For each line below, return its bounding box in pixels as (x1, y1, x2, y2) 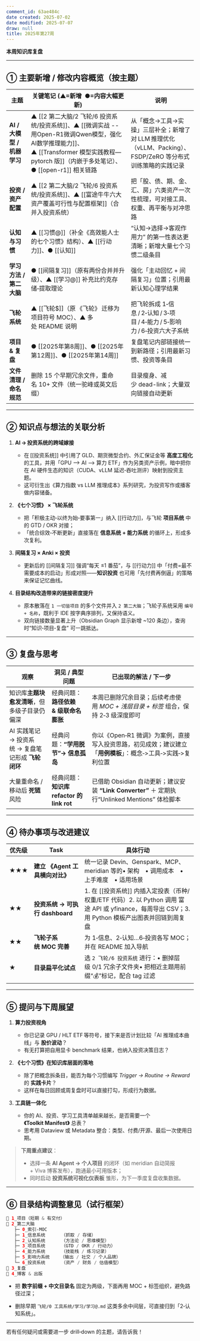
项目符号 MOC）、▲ (30, 313, 86, 322)
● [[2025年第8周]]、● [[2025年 (30, 342, 124, 350)
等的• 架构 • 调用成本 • (110, 867, 183, 875)
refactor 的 (51, 791, 83, 800)
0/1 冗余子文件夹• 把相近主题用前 (92, 963, 186, 971)
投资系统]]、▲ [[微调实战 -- (39, 121, 119, 129)
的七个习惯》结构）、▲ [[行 (30, 237, 106, 245)
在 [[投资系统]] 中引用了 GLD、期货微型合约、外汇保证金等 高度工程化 (23, 451, 193, 459)
